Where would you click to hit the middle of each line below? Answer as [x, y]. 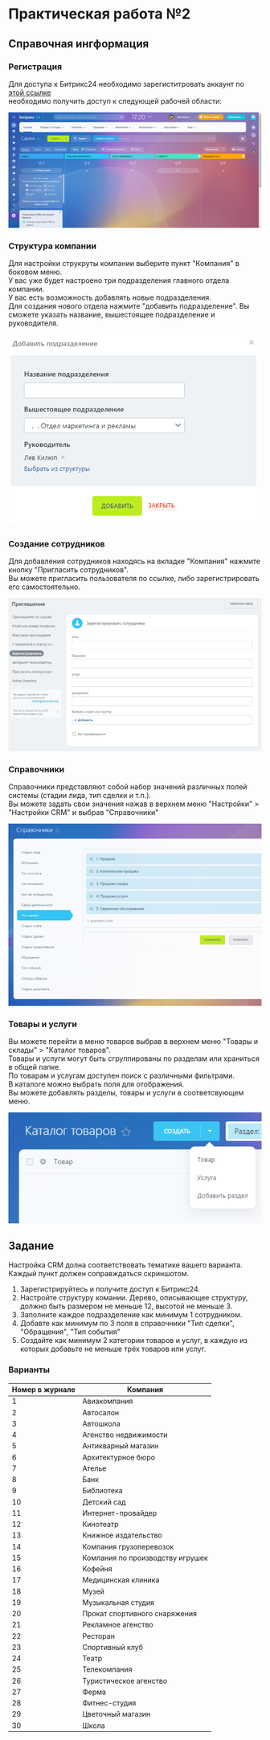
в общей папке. [35, 1067]
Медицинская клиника [121, 1580]
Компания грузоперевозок [128, 1546]
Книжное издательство [122, 1535]
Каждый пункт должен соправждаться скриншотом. [99, 1274]
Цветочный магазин [117, 1714]
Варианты [29, 1369]
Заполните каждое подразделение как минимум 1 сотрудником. [131, 1315]
